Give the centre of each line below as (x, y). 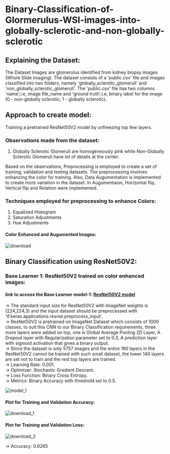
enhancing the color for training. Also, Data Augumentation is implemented (83, 177)
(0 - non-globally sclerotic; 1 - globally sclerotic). (56, 99)
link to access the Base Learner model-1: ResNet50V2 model (70, 294)
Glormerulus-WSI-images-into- (73, 20)
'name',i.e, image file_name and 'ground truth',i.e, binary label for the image (84, 94)
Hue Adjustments (31, 223)
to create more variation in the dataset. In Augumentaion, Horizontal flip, (80, 183)
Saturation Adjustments (37, 217)
